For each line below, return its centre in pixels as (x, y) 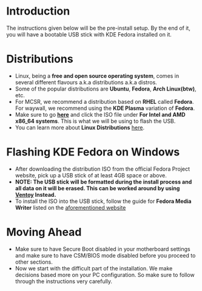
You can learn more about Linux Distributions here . (79, 127)
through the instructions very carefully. (64, 281)
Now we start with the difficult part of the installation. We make (94, 268)
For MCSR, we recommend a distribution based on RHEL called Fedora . (104, 101)
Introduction (38, 11)
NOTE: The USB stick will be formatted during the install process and (103, 182)
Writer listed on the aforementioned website (70, 207)
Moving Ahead (44, 232)
